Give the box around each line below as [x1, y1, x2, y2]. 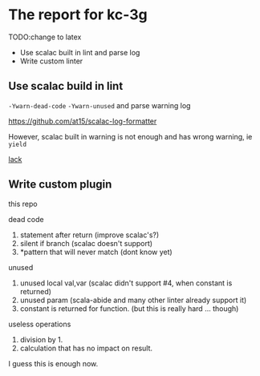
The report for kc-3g [8, 6, 148, 24]
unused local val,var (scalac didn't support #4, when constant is [19, 278, 233, 288]
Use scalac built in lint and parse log [19, 47, 140, 57]
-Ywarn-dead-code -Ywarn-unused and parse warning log [8, 100, 191, 110]
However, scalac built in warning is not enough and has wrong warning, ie [8, 131, 253, 141]
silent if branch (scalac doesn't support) [19, 238, 153, 248]
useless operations [8, 319, 71, 329]
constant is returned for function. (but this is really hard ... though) [19, 303, 239, 313]
